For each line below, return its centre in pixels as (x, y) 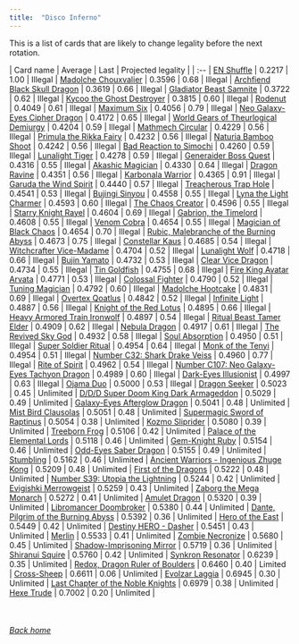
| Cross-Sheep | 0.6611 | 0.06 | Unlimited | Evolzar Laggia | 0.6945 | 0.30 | (145, 573)
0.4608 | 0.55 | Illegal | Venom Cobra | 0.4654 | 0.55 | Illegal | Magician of (145, 222)
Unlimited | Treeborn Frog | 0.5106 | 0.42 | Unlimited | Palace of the (133, 431)
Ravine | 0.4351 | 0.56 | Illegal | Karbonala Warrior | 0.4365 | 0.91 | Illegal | (145, 174)
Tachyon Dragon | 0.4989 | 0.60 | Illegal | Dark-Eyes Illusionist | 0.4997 (160, 374)
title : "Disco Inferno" (55, 17)
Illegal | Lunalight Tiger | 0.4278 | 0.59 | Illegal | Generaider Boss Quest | (142, 155)
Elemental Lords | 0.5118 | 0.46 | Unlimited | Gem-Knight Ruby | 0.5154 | (141, 440)
